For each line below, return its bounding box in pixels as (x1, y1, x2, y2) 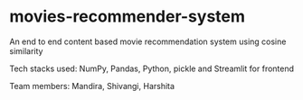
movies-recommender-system (9, 6, 246, 27)
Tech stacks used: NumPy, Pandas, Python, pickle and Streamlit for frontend (9, 63, 295, 74)
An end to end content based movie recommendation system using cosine (9, 36, 287, 47)
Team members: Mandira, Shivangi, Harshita (9, 80, 175, 91)
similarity (9, 45, 43, 56)
